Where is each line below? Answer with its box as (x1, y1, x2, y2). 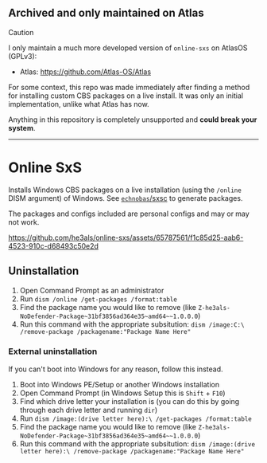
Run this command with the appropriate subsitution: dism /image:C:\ (19, 319, 245, 329)
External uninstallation (8, 346, 98, 357)
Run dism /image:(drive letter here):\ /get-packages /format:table (19, 414, 252, 423)
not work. (8, 217, 40, 226)
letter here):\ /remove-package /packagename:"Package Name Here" (19, 447, 245, 455)
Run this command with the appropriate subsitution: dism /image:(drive (19, 438, 256, 449)
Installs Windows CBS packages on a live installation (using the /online (8, 185, 242, 194)
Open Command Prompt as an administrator (19, 285, 164, 295)
